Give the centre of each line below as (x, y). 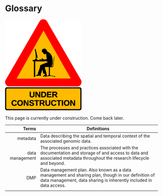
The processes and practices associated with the (89, 147)
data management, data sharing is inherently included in (96, 180)
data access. (53, 185)
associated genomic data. (66, 141)
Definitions (98, 129)
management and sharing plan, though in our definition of (98, 175)
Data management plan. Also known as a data (86, 170)
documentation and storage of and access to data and (94, 153)
